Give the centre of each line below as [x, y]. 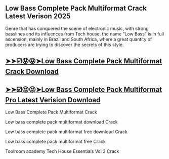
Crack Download [32, 72]
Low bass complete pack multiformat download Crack [61, 122]
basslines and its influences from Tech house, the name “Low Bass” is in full [85, 34]
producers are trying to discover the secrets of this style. [65, 45]
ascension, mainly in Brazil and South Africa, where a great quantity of [79, 39]
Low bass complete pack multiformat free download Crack [66, 132]
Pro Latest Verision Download [53, 100]
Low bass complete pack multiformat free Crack [56, 142]
